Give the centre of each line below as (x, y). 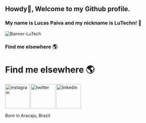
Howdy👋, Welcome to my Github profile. (68, 9)
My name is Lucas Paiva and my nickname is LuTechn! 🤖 (73, 23)
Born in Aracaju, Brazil (28, 115)
